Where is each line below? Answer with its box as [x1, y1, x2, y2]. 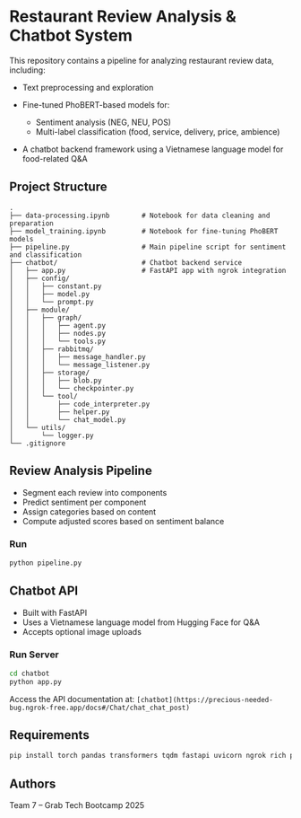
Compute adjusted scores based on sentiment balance [21, 515, 225, 526]
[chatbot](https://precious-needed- [136, 695, 273, 704]
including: [9, 65, 47, 75]
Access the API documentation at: [9, 693, 135, 704]
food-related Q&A [21, 153, 88, 163]
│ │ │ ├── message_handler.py [9, 352, 146, 361]
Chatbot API [9, 584, 79, 599]
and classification [9, 250, 82, 259]
